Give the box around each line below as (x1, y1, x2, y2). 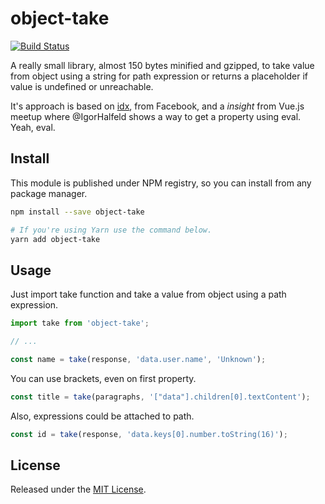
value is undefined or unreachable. (10, 80, 154, 92)
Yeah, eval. (10, 121, 56, 133)
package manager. (10, 187, 88, 199)
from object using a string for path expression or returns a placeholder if (10, 70, 308, 82)
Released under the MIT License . (10, 483, 147, 496)
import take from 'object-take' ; (10, 318, 150, 329)
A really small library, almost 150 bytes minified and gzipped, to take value (10, 59, 315, 71)
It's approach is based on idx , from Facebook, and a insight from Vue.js (10, 100, 305, 112)
